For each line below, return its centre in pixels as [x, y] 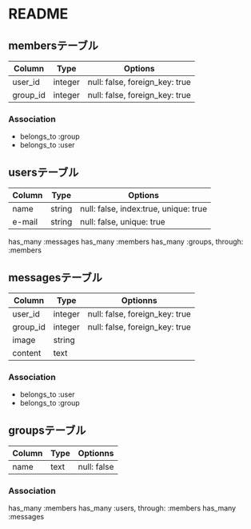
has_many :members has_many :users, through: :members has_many [122, 508]
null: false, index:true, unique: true [143, 209]
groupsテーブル [47, 430]
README [38, 14]
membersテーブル [53, 45]
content [27, 353]
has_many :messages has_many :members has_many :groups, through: [126, 242]
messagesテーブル [55, 277]
